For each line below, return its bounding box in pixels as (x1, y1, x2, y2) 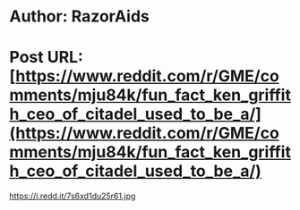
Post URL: (9, 47, 83, 68)
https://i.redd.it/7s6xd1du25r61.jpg (9, 190, 136, 202)
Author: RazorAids (9, 6, 150, 27)
